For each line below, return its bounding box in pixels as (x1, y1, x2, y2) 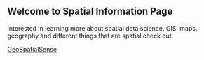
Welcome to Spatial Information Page (7, 6, 173, 17)
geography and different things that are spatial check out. (7, 31, 174, 40)
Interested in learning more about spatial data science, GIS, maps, (7, 24, 198, 32)
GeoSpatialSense (7, 45, 57, 53)
